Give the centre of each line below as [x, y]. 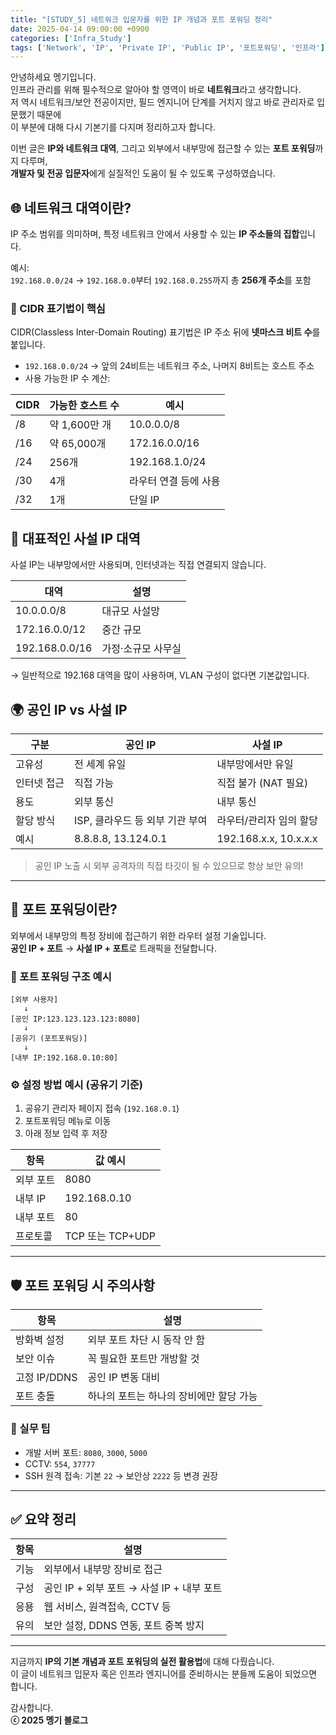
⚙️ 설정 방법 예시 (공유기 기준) [76, 1085]
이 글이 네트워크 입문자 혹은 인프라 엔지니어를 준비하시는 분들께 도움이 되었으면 [164, 1674]
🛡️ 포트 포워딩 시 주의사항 [83, 1285]
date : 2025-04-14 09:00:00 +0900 [80, 29]
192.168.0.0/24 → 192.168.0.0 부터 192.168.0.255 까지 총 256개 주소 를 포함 [161, 280]
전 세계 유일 [100, 764]
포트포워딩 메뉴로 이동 [68, 1121]
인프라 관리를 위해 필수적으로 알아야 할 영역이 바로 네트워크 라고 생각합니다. [156, 90]
